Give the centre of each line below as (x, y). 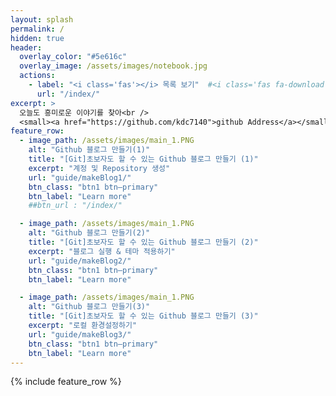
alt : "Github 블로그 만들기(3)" (89, 307)
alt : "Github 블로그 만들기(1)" (89, 150)
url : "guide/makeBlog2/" (80, 261)
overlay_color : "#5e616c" (73, 57)
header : (26, 47)
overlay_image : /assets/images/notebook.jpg (113, 66)
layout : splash (42, 19)
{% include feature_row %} (66, 382)
